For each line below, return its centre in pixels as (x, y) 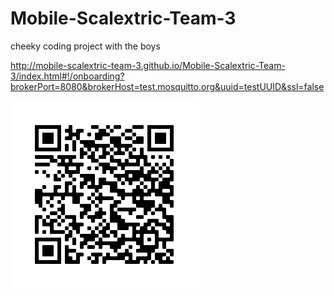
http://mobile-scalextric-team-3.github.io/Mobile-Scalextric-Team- (148, 65)
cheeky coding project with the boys (85, 46)
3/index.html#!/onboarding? (67, 76)
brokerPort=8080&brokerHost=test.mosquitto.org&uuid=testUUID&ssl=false (167, 86)
